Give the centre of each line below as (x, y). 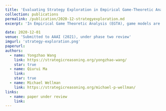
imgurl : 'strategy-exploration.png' (43, 42)
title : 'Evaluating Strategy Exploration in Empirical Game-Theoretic (79, 10)
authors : (14, 51)
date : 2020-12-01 (23, 33)
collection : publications (32, 14)
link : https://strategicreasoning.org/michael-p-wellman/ (75, 87)
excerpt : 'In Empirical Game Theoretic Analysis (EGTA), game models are (83, 23)
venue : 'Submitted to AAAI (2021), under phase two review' (68, 37)
